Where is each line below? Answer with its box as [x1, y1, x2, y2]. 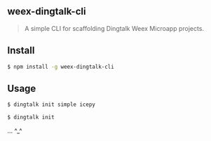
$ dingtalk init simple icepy [7, 101, 96, 108]
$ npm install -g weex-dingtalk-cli [7, 63, 114, 70]
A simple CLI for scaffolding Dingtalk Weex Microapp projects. [24, 24, 205, 32]
